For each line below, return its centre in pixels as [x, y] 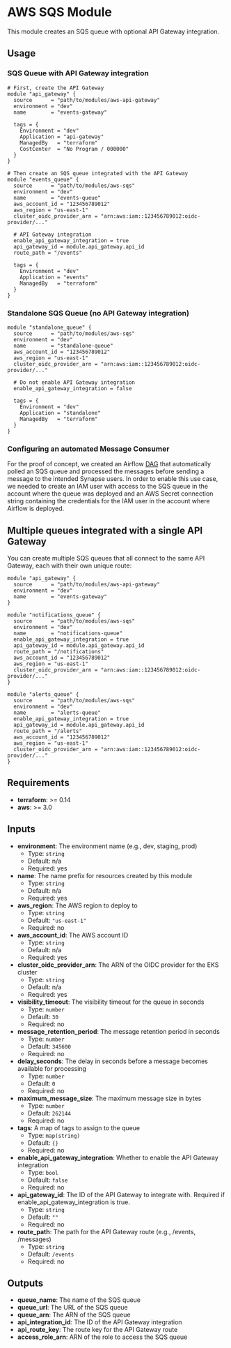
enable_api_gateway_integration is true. [73, 1202]
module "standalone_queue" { [49, 327]
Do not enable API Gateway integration [78, 382]
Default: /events [51, 1254]
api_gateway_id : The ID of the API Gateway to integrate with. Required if [121, 1194]
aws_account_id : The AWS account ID [73, 935]
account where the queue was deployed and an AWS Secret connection [110, 494]
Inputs [22, 829]
